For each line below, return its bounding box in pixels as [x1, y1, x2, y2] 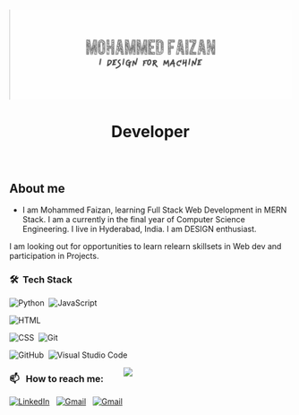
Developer [111, 121, 190, 142]
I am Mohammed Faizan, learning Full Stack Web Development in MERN [21, 204, 287, 215]
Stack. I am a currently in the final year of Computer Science [21, 214, 246, 225]
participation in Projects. [9, 251, 99, 262]
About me [9, 180, 65, 196]
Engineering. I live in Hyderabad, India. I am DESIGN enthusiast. [21, 224, 257, 235]
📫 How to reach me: [9, 372, 105, 385]
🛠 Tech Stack [9, 273, 73, 286]
